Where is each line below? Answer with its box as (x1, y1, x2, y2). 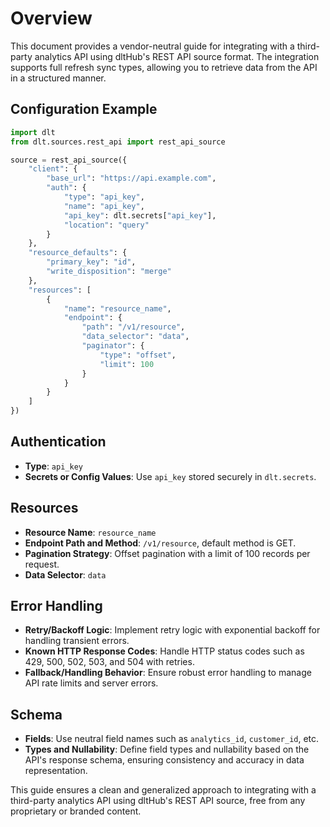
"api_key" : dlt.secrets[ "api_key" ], (63, 210, 217, 221)
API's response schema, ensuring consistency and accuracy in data (24, 754, 305, 766)
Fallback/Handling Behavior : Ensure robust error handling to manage (24, 667, 312, 679)
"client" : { (28, 164, 78, 174)
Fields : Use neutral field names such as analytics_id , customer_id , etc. (24, 733, 320, 745)
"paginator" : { (81, 341, 145, 351)
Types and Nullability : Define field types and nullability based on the (24, 743, 310, 756)
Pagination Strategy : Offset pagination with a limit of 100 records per (24, 547, 311, 559)
